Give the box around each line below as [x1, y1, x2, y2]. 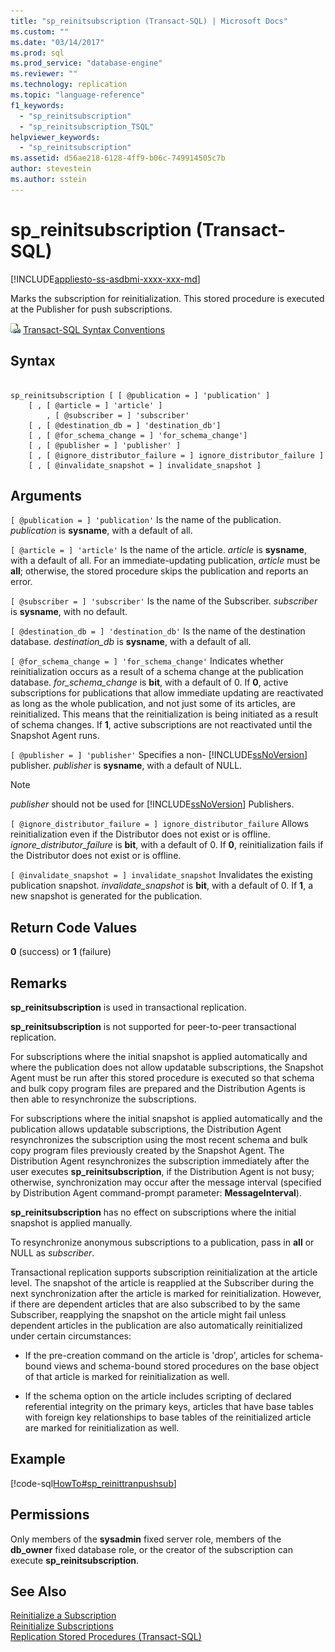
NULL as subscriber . [10, 1246, 95, 1259]
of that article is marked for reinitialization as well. [24, 1370, 230, 1382]
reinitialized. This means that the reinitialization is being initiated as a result [10, 708, 319, 720]
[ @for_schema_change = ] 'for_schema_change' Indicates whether [10, 655, 285, 667]
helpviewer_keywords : [10, 132, 101, 142]
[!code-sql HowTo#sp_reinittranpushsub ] [10, 1477, 177, 1489]
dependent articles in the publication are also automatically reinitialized [10, 1319, 303, 1331]
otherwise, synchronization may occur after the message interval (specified [10, 1176, 322, 1188]
